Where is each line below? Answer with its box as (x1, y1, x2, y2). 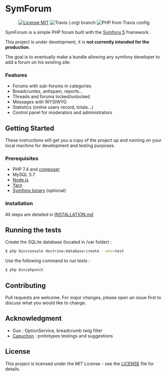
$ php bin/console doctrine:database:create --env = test (5, 249, 124, 254)
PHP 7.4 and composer (12, 166, 60, 172)
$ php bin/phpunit (5, 268, 43, 273)
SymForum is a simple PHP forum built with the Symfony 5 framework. (5, 29, 150, 35)
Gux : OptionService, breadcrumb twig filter (12, 328, 102, 334)
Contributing (5, 281, 46, 290)
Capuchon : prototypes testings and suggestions (12, 333, 113, 339)
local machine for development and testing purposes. (5, 143, 115, 149)
